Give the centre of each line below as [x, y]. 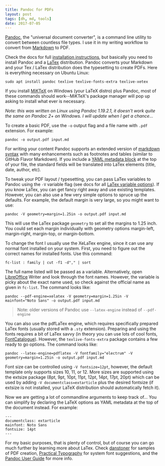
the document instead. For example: [41, 408]
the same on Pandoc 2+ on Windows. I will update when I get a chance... [79, 116]
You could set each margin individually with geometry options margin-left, [80, 229]
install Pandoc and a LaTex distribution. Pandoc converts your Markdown [79, 62]
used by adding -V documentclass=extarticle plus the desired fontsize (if [79, 383]
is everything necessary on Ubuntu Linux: [47, 73]
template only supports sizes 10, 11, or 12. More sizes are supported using [79, 372]
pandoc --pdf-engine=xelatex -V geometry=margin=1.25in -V [67, 297]
